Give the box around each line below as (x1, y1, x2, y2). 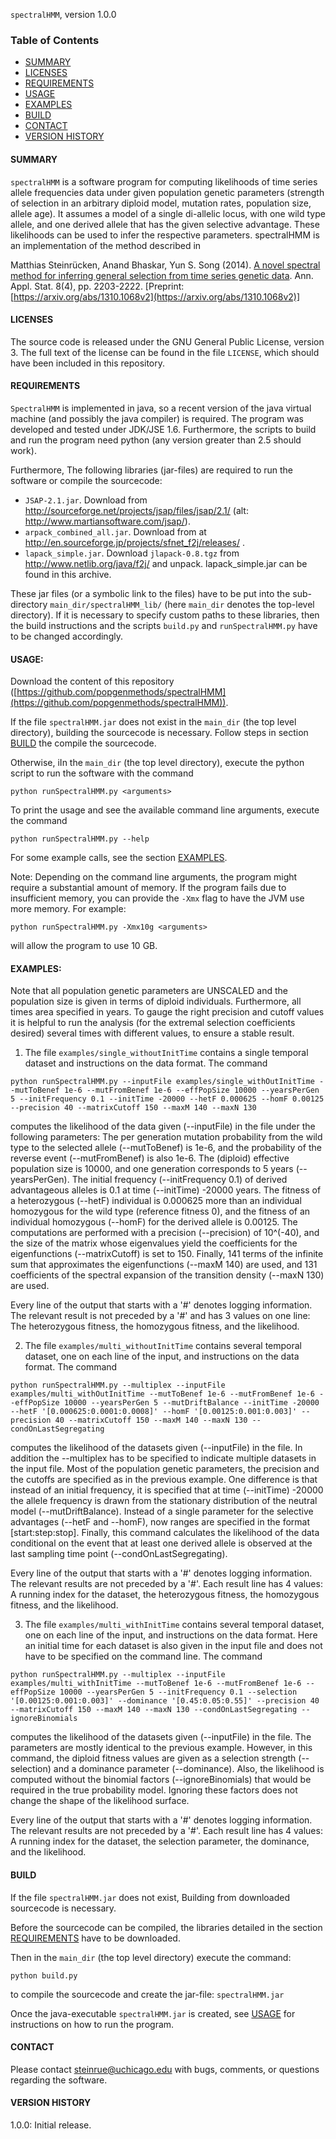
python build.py (10, 1970, 78, 1981)
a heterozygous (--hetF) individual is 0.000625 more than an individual (10, 1195, 302, 1207)
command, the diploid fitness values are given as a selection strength (10, 1752, 297, 1764)
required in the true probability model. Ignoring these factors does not (10, 1784, 298, 1796)
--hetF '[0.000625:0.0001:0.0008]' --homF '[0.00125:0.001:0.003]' (10, 1407, 298, 1417)
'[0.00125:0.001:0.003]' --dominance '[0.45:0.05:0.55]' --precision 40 (10, 1696, 320, 1706)
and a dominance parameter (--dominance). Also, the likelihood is (53, 1763, 325, 1775)
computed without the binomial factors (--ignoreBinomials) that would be (10, 1774, 312, 1786)
